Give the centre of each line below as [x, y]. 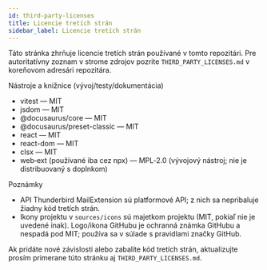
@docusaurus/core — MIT [63, 118]
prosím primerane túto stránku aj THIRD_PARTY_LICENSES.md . [105, 258]
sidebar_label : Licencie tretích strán [75, 30]
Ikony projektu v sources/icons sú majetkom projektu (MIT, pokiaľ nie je [137, 217]
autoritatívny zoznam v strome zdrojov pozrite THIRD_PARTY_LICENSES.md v [129, 62]
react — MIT [40, 135]
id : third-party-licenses [51, 16]
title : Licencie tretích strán [60, 23]
